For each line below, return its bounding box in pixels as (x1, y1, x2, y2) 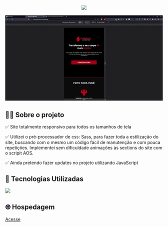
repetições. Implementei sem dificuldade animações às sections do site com (5, 145, 162, 151)
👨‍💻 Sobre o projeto (5, 110, 64, 119)
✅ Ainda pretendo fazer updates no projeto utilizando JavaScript (5, 160, 138, 166)
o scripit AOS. (5, 150, 33, 156)
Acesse (5, 216, 21, 222)
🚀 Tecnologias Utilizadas (5, 174, 83, 183)
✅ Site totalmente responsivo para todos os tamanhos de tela (5, 124, 131, 130)
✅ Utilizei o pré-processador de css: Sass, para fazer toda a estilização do (5, 134, 159, 140)
